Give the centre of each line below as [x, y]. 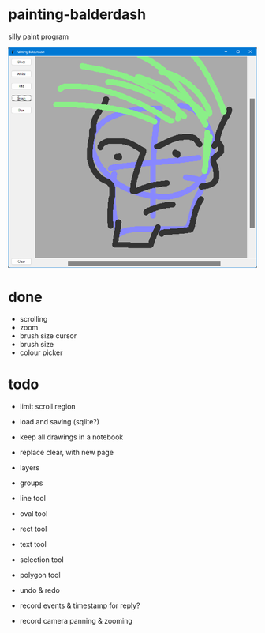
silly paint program [39, 36]
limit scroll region [48, 407]
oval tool [34, 514]
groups [31, 483]
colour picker [41, 352]
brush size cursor [48, 336]
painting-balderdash [77, 15]
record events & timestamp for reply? [80, 605]
